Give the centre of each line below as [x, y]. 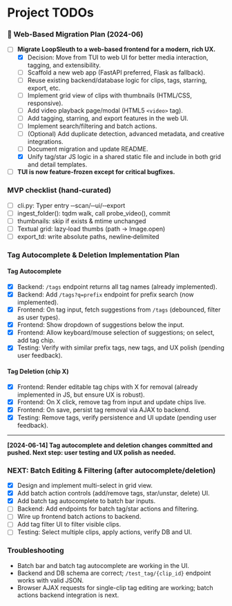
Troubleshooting [36, 551]
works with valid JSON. [50, 580]
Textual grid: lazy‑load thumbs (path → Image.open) [91, 229]
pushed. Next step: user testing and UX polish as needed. [91, 452]
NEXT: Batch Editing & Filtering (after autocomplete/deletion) [112, 470]
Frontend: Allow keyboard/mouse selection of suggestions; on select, [116, 332]
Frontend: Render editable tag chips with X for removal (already [107, 387]
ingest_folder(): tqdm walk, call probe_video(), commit [94, 213]
